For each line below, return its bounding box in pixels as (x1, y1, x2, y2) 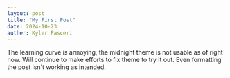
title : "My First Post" (7, 17, 76, 23)
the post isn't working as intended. (7, 63, 106, 71)
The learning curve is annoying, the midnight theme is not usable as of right (7, 48, 223, 57)
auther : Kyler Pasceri (7, 29, 73, 37)
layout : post (7, 10, 45, 17)
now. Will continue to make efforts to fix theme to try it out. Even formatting (7, 56, 222, 64)
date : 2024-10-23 (7, 23, 57, 30)
